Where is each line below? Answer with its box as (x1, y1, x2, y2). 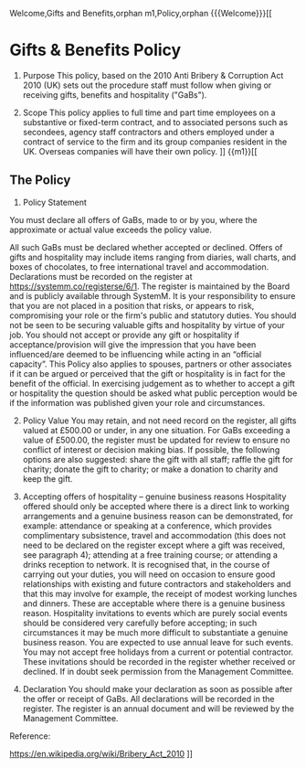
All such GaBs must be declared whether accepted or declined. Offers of (9, 241, 283, 252)
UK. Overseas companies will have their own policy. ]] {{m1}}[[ (22, 145, 258, 156)
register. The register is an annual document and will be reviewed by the (22, 703, 295, 714)
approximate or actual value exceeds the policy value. (9, 224, 212, 235)
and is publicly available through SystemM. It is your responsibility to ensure (9, 290, 296, 301)
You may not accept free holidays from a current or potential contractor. (22, 646, 294, 657)
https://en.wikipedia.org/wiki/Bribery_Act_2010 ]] (9, 748, 194, 759)
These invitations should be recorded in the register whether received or (22, 656, 296, 667)
